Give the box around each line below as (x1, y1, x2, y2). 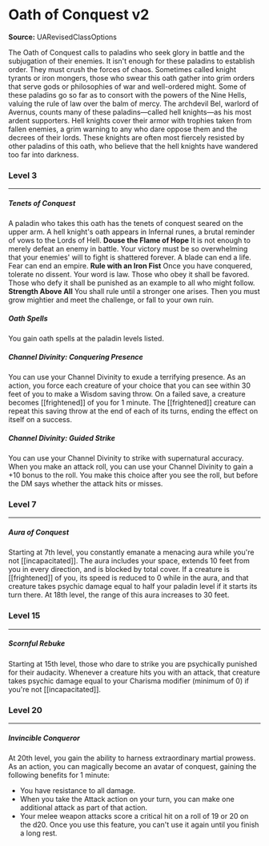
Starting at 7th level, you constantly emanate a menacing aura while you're (8, 547, 255, 558)
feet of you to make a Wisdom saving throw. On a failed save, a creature (8, 389, 246, 399)
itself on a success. (8, 415, 72, 425)
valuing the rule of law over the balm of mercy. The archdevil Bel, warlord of (8, 99, 259, 108)
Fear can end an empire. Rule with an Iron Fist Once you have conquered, (8, 261, 253, 271)
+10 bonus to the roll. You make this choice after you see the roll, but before (8, 470, 259, 480)
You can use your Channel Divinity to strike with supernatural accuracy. (8, 453, 244, 463)
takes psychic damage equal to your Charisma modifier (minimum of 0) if (8, 675, 250, 686)
